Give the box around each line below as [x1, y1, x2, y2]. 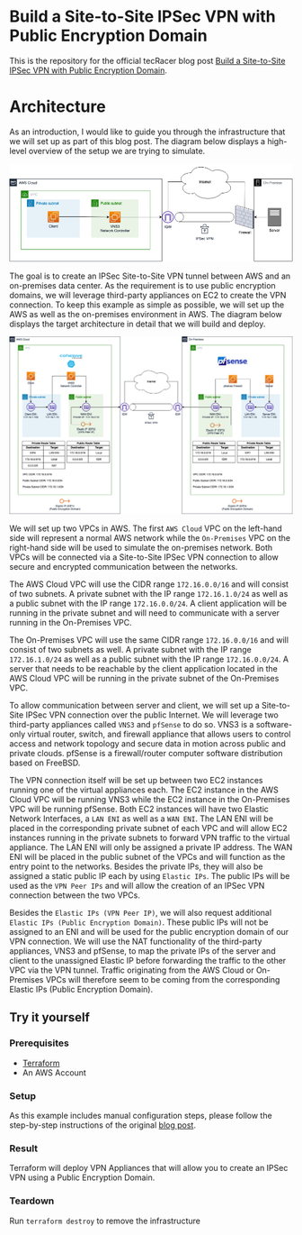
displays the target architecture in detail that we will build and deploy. [9, 318, 266, 330]
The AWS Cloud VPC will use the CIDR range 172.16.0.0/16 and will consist [9, 579, 289, 590]
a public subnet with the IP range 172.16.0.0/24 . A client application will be [9, 598, 288, 608]
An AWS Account [22, 1066, 87, 1078]
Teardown [9, 1194, 55, 1207]
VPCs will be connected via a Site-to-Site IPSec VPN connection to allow [9, 552, 279, 563]
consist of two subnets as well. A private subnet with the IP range [9, 644, 252, 654]
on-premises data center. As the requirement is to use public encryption [9, 280, 276, 291]
